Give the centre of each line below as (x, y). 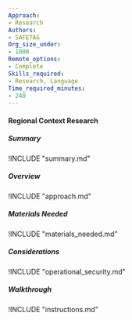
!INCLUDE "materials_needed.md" (63, 234)
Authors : (22, 30)
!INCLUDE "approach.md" (50, 196)
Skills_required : (36, 74)
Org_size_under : (34, 45)
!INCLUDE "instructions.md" (54, 309)
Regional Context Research (54, 120)
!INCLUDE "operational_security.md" (67, 271)
